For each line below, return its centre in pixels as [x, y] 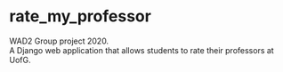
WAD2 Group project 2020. [59, 41]
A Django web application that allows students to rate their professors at [141, 50]
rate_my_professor [80, 16]
